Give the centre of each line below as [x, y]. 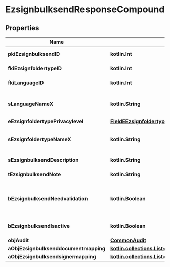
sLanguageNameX [31, 104]
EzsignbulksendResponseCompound [85, 9]
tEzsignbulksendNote [34, 174]
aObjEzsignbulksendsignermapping [52, 257]
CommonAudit [128, 240]
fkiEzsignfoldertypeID [35, 68]
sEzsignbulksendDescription [43, 160]
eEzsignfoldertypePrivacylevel [46, 121]
